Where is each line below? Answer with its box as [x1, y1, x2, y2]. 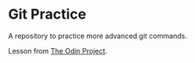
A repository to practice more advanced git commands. [8, 31, 187, 40]
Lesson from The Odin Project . [8, 46, 108, 55]
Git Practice [8, 5, 86, 23]
